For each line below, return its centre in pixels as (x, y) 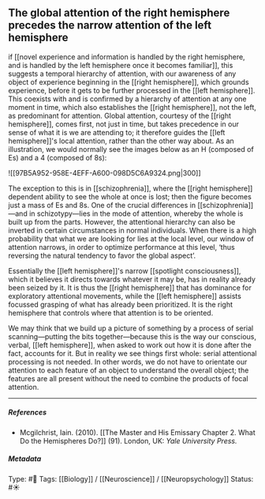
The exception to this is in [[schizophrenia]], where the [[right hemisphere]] (131, 188)
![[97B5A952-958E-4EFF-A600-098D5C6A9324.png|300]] (105, 172)
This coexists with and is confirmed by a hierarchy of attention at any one (127, 99)
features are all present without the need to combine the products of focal (128, 378)
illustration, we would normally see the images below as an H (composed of (131, 149)
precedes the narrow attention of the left (110, 26)
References (28, 412)
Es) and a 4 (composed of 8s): (58, 157)
